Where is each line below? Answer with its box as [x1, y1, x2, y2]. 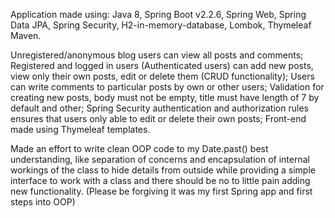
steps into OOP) [10, 196, 76, 208]
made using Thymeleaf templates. [10, 124, 151, 135]
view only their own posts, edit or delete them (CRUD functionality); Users [10, 70, 315, 82]
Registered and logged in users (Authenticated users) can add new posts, [10, 60, 314, 71]
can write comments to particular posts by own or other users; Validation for [10, 81, 325, 93]
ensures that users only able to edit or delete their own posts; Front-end [10, 113, 307, 124]
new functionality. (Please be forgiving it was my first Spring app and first [10, 185, 313, 197]
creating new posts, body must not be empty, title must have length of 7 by [10, 92, 320, 103]
